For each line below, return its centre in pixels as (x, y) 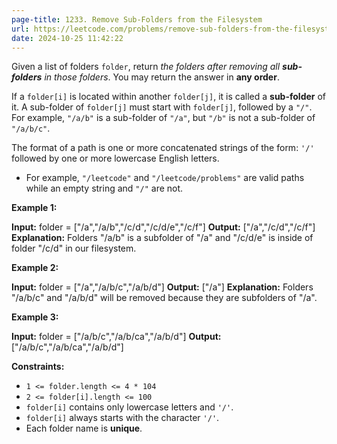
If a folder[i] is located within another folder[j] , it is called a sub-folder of (169, 97)
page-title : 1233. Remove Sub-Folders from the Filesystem (137, 19)
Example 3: (35, 317)
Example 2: (35, 268)
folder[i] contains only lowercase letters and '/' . (129, 407)
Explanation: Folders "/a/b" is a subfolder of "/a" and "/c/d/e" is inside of (162, 238)
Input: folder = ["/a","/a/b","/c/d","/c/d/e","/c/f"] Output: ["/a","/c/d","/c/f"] (163, 227)
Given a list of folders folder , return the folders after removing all (146, 67)
